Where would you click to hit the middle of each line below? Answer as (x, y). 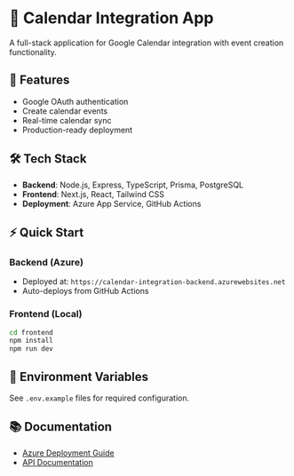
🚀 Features (40, 80)
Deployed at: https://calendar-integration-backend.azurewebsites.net (154, 282)
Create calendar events (65, 111)
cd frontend (31, 332)
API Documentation (57, 462)
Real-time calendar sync (67, 120)
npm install (31, 341)
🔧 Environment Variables (79, 377)
